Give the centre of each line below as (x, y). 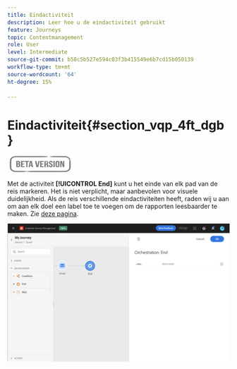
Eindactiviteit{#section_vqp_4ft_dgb (116, 125)
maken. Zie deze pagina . (43, 214)
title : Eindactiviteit (41, 15)
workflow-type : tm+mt (39, 67)
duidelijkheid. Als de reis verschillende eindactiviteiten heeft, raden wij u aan (118, 199)
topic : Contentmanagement (45, 37)
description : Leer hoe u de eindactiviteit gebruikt (86, 22)
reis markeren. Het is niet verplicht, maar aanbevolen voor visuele (103, 191)
